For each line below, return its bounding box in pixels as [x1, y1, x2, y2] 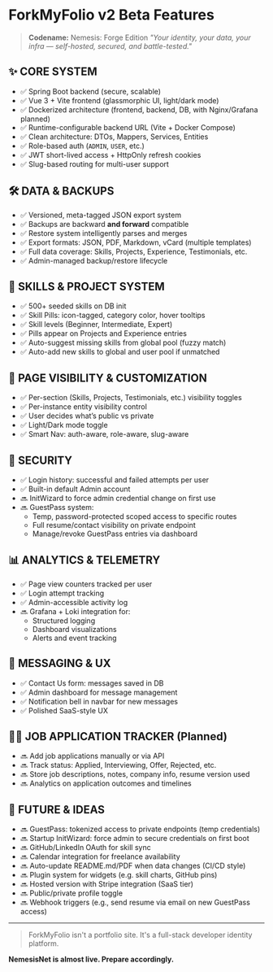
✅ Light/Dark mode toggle [19, 421, 108, 430]
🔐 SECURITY [8, 453, 73, 467]
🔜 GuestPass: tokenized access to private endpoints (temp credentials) [19, 824, 261, 835]
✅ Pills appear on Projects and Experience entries [19, 329, 187, 338]
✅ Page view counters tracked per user [19, 579, 153, 589]
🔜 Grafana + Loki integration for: [19, 606, 131, 616]
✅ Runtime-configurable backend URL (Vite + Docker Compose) [19, 122, 236, 132]
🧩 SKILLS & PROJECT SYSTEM [8, 279, 165, 294]
